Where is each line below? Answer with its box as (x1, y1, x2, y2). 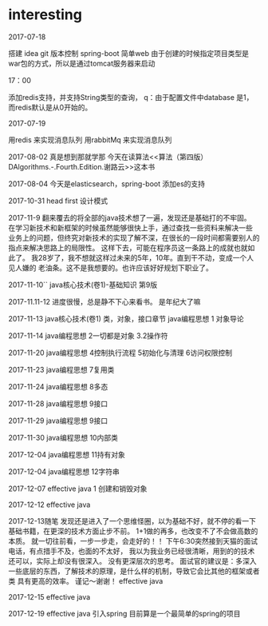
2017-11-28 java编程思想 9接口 (8, 398, 108, 409)
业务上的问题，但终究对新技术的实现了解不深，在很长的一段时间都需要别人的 (8, 233, 260, 242)
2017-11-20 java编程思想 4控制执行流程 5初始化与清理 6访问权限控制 (8, 348, 233, 357)
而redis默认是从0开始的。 (8, 102, 93, 112)
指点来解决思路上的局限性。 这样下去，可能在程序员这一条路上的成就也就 (8, 242, 248, 253)
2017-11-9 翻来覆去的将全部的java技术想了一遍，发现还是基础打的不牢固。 (8, 213, 251, 222)
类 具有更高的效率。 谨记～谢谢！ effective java (8, 576, 164, 585)
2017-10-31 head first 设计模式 (8, 196, 108, 205)
